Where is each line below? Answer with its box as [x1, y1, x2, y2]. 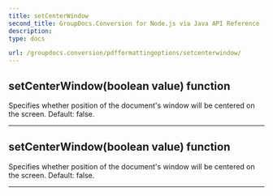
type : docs [8, 34, 45, 43]
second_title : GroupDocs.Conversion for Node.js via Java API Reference [8, 19, 260, 28]
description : [8, 27, 53, 35]
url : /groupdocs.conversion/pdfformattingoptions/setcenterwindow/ [8, 49, 242, 58]
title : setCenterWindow [8, 11, 89, 20]
